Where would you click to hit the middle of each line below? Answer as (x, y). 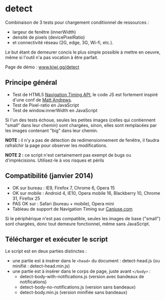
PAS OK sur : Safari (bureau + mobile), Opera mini (63, 203)
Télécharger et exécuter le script (56, 239)
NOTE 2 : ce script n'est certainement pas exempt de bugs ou (68, 155)
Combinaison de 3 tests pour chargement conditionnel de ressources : (77, 22)
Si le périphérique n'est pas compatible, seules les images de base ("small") (83, 218)
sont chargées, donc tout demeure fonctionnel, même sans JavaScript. (78, 224)
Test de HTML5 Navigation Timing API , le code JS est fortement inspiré (85, 94)
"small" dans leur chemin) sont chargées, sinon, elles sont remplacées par (81, 125)
